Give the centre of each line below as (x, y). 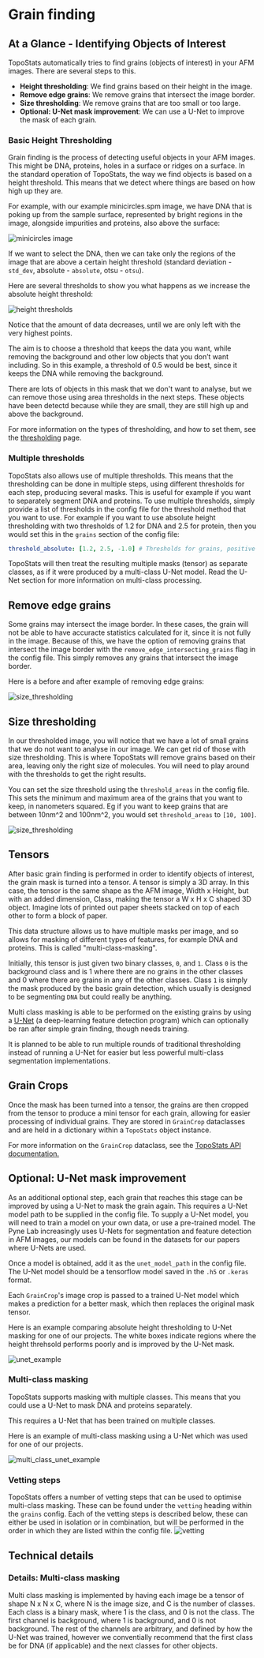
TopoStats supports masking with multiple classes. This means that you (125, 1397)
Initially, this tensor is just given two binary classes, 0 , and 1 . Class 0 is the (128, 963)
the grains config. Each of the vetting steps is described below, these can (128, 1514)
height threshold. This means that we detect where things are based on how (132, 182)
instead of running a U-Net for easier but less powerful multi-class (116, 1052)
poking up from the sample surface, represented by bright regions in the (125, 215)
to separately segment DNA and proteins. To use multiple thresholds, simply (132, 501)
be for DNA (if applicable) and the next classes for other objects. (113, 1645)
